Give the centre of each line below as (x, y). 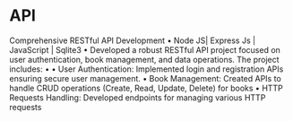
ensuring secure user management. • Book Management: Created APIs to (146, 78)
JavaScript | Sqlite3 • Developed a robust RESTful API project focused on (145, 49)
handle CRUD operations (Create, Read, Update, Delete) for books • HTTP (146, 88)
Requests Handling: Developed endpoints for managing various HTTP (138, 97)
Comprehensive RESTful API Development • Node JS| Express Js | (133, 40)
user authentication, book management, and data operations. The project (144, 59)
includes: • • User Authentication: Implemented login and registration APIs (146, 69)
